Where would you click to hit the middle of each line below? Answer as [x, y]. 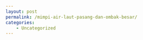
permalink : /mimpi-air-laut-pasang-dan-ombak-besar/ [71, 17]
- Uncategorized [36, 28]
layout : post [21, 11]
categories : [20, 22]
